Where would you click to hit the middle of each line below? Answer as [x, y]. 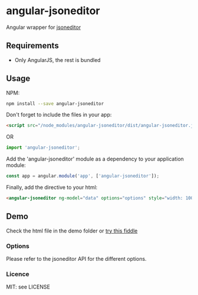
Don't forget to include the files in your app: [59, 115]
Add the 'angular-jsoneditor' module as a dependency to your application [95, 159]
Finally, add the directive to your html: [52, 188]
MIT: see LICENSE [28, 287]
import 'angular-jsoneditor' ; [43, 148]
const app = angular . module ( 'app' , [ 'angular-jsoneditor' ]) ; [83, 176]
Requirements [32, 46]
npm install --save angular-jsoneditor [55, 104]
